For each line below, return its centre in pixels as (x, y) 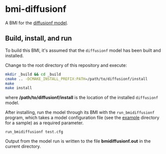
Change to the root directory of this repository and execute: (66, 65)
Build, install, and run (39, 38)
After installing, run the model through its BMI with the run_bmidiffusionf (80, 112)
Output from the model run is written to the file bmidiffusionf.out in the (78, 141)
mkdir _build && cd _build (33, 74)
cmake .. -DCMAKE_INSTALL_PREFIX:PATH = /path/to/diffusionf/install (77, 79)
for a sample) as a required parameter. (44, 123)
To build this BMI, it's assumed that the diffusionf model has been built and (83, 50)
